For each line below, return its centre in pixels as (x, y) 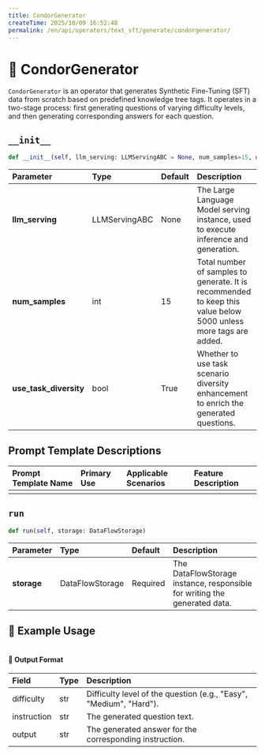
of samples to (222, 272)
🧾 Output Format (36, 659)
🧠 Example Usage (52, 631)
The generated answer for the (142, 729)
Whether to (218, 354)
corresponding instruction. (136, 739)
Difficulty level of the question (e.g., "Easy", (167, 693)
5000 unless (220, 321)
